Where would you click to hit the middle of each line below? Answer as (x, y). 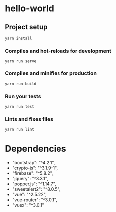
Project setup (27, 27)
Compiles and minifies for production (51, 73)
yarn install (19, 38)
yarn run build (21, 84)
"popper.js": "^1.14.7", (34, 184)
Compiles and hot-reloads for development (58, 51)
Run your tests (23, 96)
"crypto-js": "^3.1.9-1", (35, 168)
